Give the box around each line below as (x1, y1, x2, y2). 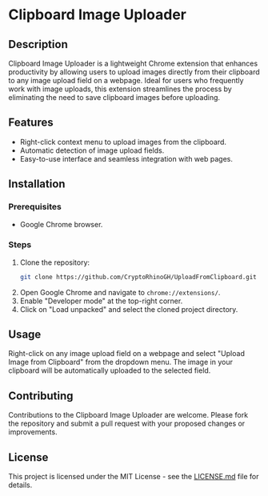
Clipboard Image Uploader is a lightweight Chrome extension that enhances (8, 58, 258, 68)
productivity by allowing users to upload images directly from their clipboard (8, 67, 260, 77)
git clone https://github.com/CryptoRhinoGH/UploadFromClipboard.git (19, 273, 258, 281)
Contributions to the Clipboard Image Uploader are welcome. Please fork (8, 410, 249, 420)
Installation (8, 178, 66, 191)
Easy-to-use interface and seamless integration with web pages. (19, 154, 234, 163)
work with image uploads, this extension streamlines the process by (8, 84, 232, 94)
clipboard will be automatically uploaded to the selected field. (8, 366, 211, 375)
